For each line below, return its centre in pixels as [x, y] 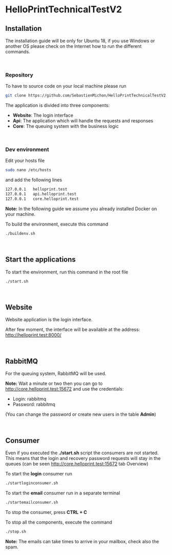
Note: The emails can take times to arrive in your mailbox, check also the [82, 541]
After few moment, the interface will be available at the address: [73, 329]
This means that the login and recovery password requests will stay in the [83, 458]
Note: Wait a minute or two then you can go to [54, 383]
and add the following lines [34, 180]
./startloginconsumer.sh [32, 483]
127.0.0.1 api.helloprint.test [41, 194]
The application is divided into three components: [58, 105]
